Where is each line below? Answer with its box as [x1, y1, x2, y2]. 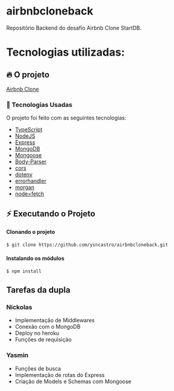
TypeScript [14, 126, 43, 134]
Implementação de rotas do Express [14, 371, 105, 378]
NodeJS [14, 132, 36, 140]
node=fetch [14, 190, 45, 198]
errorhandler [14, 177, 47, 185]
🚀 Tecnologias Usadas [6, 100, 73, 109]
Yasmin [6, 351, 29, 360]
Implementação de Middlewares [14, 317, 95, 324]
